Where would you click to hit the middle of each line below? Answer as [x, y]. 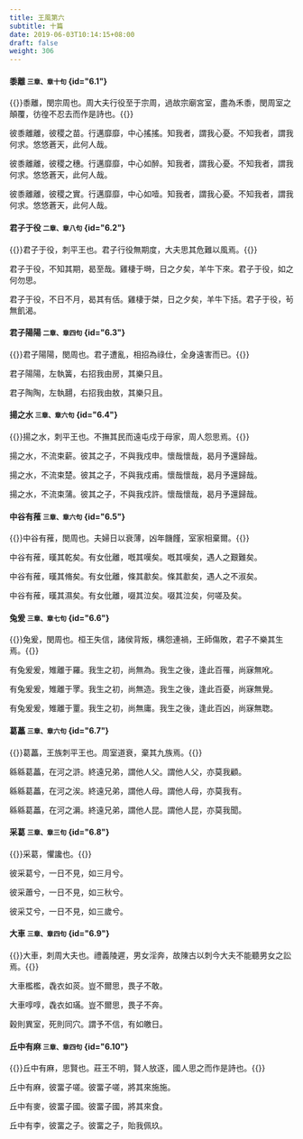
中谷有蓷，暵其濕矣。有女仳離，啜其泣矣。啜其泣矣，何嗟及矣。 [128, 596]
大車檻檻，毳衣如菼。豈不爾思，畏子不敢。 [88, 985]
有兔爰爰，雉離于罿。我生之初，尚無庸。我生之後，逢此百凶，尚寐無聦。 [143, 708]
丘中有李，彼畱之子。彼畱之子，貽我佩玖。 [88, 1125]
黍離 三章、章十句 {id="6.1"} [59, 81]
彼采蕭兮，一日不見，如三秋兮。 [69, 892]
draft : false [34, 43]
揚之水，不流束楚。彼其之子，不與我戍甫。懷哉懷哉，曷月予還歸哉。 [136, 475]
